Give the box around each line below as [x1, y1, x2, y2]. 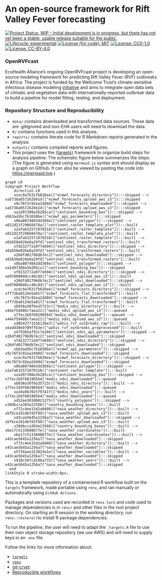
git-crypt [12, 564, 30, 570]
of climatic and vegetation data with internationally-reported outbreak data [5, 89, 155, 96]
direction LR [14, 188, 40, 193]
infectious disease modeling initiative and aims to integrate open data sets [5, 85, 154, 90]
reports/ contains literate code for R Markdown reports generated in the [12, 134, 157, 140]
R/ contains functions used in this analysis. [12, 129, 98, 134]
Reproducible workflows [12, 569, 61, 575]
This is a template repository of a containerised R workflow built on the [5, 479, 147, 485]
